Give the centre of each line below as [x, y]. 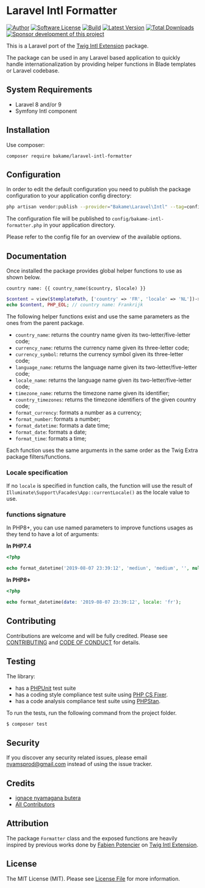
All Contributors [35, 804]
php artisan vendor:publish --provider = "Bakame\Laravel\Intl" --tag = [97, 207]
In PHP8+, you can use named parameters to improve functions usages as [100, 528]
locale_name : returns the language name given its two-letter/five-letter [103, 380]
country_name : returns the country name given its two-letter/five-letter [103, 335]
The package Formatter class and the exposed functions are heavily [92, 838]
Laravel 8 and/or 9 [38, 104]
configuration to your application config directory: [69, 196]
